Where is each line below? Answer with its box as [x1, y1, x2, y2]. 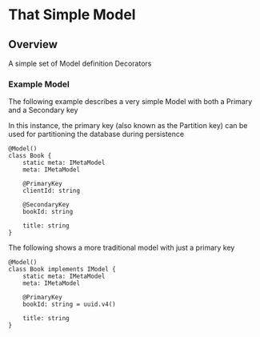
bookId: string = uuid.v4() [22, 300, 116, 309]
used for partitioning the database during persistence [8, 130, 185, 139]
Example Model [8, 78, 70, 90]
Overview [8, 38, 58, 51]
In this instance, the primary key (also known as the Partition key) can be [8, 121, 248, 130]
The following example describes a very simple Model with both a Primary [8, 97, 253, 106]
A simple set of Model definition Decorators [8, 58, 152, 68]
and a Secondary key [8, 106, 78, 115]
